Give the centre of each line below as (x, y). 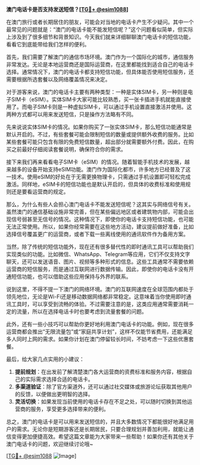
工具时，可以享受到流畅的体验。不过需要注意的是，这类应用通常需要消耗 (100, 304)
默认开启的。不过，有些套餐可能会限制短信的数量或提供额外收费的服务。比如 (100, 134)
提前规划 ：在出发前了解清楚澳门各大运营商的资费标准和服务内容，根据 (101, 372)
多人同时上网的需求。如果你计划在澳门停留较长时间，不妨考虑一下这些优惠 (97, 339)
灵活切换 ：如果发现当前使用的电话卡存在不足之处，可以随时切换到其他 (101, 402)
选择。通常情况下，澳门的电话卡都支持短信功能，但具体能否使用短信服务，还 (100, 72)
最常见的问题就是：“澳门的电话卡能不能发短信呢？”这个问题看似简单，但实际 (100, 29)
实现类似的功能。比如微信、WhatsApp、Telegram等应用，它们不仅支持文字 (98, 254)
